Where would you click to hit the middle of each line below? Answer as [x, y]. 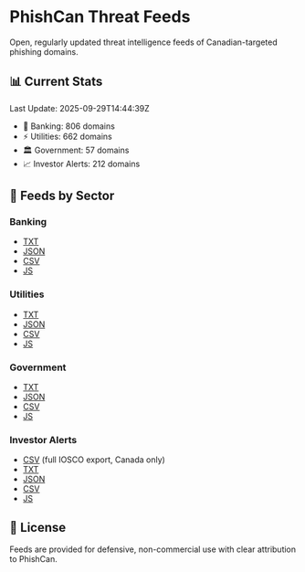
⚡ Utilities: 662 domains [67, 136]
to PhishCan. [33, 559]
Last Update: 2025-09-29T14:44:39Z [80, 108]
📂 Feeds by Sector [62, 196]
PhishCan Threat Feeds [100, 17]
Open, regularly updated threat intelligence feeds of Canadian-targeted [144, 42]
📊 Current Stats [56, 82]
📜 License [38, 527]
